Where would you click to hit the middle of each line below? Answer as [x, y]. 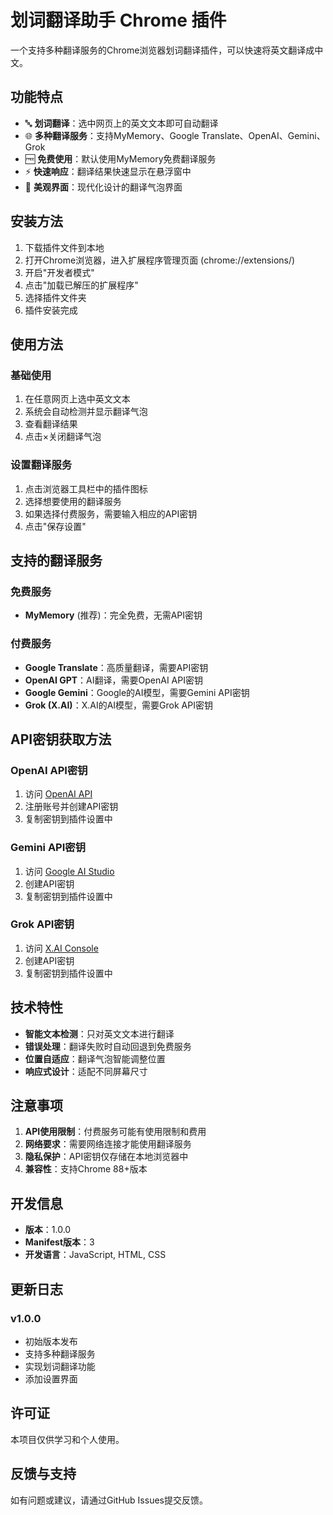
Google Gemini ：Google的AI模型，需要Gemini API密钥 [137, 692]
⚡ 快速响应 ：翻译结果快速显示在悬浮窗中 [108, 171]
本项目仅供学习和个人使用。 [67, 1439]
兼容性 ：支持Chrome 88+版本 [86, 1169]
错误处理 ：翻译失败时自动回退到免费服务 [108, 1046]
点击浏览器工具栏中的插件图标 [86, 488]
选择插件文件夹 [55, 297]
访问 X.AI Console [61, 948]
